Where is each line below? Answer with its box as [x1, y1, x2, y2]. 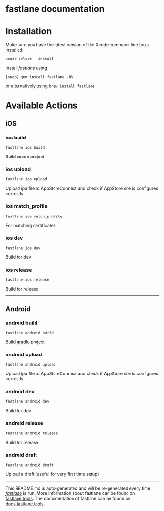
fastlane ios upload [5, 177, 48, 182]
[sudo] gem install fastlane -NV [5, 75, 73, 79]
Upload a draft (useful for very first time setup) [5, 472, 99, 477]
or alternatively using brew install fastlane [5, 83, 95, 89]
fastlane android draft [5, 463, 54, 468]
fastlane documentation [5, 3, 105, 15]
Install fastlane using [5, 65, 48, 71]
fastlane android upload [5, 362, 56, 367]
